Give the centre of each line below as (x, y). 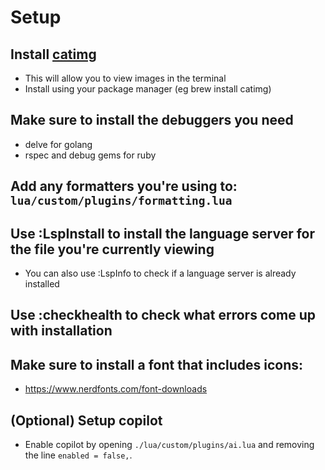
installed (42, 284)
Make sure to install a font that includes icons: (157, 364)
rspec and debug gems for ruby (90, 155)
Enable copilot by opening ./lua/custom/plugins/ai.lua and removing (169, 445)
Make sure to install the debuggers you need (152, 120)
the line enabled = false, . (78, 455)
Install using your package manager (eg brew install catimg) (148, 89)
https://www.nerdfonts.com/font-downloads (116, 389)
